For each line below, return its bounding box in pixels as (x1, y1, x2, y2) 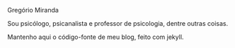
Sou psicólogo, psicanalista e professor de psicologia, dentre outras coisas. (7, 19, 229, 27)
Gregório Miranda (7, 6, 59, 14)
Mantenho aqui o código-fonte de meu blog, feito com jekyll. (7, 33, 184, 41)
